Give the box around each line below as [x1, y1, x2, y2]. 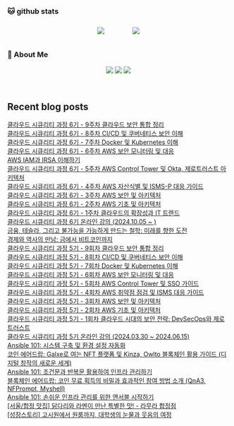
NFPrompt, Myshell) [7, 384, 66, 393]
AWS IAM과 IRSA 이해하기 [7, 155, 81, 165]
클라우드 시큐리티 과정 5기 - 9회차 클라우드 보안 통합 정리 [7, 244, 164, 253]
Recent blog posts [7, 100, 89, 112]
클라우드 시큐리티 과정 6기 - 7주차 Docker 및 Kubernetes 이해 [7, 138, 178, 147]
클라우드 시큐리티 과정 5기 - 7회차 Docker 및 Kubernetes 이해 [7, 261, 178, 271]
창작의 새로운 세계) [20, 359, 72, 367]
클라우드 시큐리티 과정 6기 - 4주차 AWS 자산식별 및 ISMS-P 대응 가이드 [7, 182, 204, 191]
